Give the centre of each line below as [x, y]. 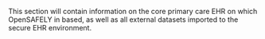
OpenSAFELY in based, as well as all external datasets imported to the [123, 19]
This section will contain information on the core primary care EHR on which [133, 11]
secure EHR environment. [50, 28]
